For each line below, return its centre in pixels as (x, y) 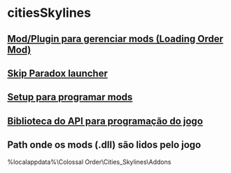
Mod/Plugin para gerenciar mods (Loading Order (115, 39)
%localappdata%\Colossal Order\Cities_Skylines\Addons (89, 162)
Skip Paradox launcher (58, 73)
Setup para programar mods (70, 97)
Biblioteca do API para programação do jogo (105, 121)
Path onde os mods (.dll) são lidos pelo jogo (104, 145)
